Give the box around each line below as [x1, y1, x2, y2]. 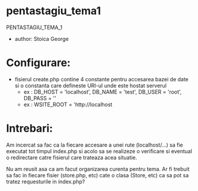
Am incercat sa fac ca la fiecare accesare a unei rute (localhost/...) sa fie [6, 141, 183, 148]
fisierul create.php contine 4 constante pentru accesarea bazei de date [14, 75, 189, 82]
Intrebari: [6, 122, 53, 135]
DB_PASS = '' [23, 94, 56, 101]
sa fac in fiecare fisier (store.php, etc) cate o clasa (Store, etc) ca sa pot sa [6, 171, 189, 179]
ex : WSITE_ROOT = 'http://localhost [23, 101, 113, 108]
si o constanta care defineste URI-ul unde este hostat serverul [14, 82, 167, 89]
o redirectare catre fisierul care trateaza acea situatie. [6, 154, 138, 161]
